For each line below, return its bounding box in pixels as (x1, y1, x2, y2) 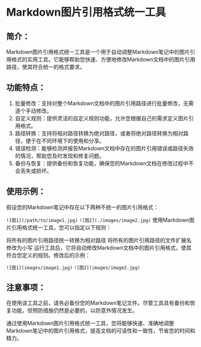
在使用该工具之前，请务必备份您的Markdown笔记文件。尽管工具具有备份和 (6, 300, 190, 307)
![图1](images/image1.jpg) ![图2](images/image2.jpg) (6, 265, 141, 271)
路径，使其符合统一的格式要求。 (6, 64, 85, 70)
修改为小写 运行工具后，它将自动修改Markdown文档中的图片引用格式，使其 (6, 244, 192, 251)
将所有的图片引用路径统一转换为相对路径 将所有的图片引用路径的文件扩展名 (6, 237, 192, 244)
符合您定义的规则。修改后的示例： (6, 252, 91, 259)
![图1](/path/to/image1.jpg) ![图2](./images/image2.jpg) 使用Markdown (6, 216, 190, 223)
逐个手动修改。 (14, 107, 52, 114)
